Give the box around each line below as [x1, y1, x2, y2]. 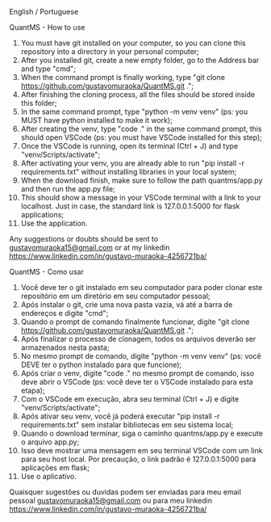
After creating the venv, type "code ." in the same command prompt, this [20, 124, 262, 133]
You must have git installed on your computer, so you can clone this [20, 38, 246, 48]
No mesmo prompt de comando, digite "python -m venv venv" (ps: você [20, 352, 261, 360]
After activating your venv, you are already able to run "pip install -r [20, 158, 245, 168]
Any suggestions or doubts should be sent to [9, 234, 159, 243]
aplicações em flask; [20, 463, 90, 472]
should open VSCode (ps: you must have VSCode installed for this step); [20, 133, 263, 142]
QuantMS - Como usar [9, 267, 84, 276]
